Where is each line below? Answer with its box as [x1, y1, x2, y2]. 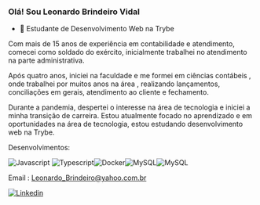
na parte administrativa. [8, 56, 85, 65]
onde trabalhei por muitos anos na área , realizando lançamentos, [8, 79, 221, 88]
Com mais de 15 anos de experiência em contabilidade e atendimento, [8, 39, 236, 49]
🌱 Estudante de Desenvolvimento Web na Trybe [19, 24, 174, 34]
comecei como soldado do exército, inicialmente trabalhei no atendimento [8, 48, 247, 57]
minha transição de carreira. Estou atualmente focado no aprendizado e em [8, 111, 253, 120]
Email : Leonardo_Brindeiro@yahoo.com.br [8, 173, 147, 182]
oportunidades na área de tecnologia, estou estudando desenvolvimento [8, 120, 244, 129]
